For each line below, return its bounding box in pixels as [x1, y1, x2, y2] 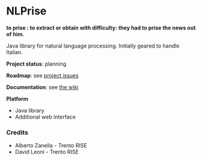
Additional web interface [14, 113, 76, 120]
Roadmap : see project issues [6, 72, 79, 79]
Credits [6, 128, 28, 137]
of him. [6, 30, 25, 37]
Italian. [6, 48, 23, 55]
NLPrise [6, 4, 47, 18]
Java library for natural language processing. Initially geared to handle [6, 42, 180, 49]
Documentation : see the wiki [6, 83, 79, 91]
